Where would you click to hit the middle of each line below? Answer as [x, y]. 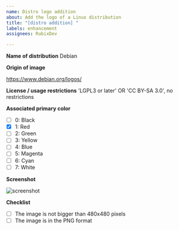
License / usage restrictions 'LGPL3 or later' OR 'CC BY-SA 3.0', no [89, 91]
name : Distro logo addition [41, 12]
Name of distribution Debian [42, 56]
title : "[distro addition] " [42, 23]
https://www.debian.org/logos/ [44, 79]
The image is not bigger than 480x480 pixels [70, 214]
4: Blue [24, 147]
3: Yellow [26, 140]
